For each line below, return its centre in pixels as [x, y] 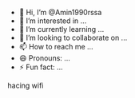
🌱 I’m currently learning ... [62, 29]
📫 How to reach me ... [56, 47]
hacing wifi [26, 85]
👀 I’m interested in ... [53, 21]
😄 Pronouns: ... [45, 58]
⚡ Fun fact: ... [41, 67]
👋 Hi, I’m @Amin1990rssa [60, 12]
